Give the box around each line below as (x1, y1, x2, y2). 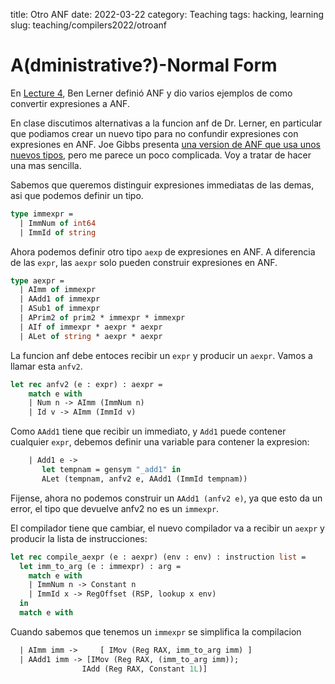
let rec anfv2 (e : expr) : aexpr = (10, 379, 163, 389)
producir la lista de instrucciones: (10, 532, 148, 544)
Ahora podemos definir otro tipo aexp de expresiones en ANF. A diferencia (10, 245, 316, 258)
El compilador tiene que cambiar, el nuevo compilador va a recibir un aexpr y (10, 522, 325, 534)
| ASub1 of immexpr (19, 304, 101, 314)
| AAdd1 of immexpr (19, 294, 101, 304)
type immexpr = (10, 209, 74, 219)
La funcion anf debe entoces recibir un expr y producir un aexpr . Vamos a (10, 349, 313, 361)
